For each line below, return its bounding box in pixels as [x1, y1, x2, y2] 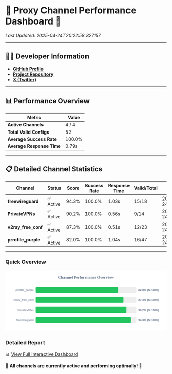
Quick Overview [5, 258, 46, 266]
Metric [27, 115, 42, 121]
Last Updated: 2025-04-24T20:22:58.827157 [5, 32, 101, 38]
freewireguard [7, 198, 39, 204]
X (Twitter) [12, 76, 37, 82]
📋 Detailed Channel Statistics [5, 165, 103, 173]
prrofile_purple [7, 236, 40, 243]
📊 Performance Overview [5, 97, 90, 105]
